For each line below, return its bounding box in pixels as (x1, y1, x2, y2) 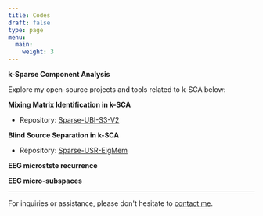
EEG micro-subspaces (8, 176, 82, 185)
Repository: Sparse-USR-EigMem (19, 146, 128, 155)
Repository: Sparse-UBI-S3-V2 (19, 115, 120, 124)
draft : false (8, 19, 51, 27)
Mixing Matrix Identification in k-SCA (8, 100, 131, 109)
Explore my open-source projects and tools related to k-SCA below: (8, 85, 226, 94)
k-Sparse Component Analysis (8, 70, 110, 79)
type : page (8, 26, 44, 34)
